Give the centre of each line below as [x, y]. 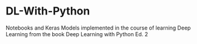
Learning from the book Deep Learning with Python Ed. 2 [77, 34]
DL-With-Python [48, 11]
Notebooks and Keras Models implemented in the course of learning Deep [98, 28]
